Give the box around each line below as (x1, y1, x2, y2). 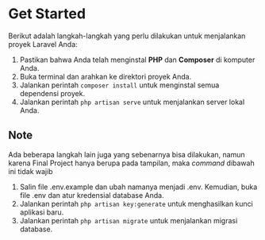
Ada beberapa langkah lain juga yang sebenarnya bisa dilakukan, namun (8, 149, 246, 159)
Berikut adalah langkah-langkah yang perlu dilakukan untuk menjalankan (8, 31, 246, 41)
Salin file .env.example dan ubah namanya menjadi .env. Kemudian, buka (19, 182, 258, 192)
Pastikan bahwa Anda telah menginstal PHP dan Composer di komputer (19, 55, 255, 64)
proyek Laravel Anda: (8, 39, 78, 48)
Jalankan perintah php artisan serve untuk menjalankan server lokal (19, 97, 245, 106)
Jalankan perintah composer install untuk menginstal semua (19, 80, 220, 90)
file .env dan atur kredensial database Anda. (19, 190, 164, 199)
